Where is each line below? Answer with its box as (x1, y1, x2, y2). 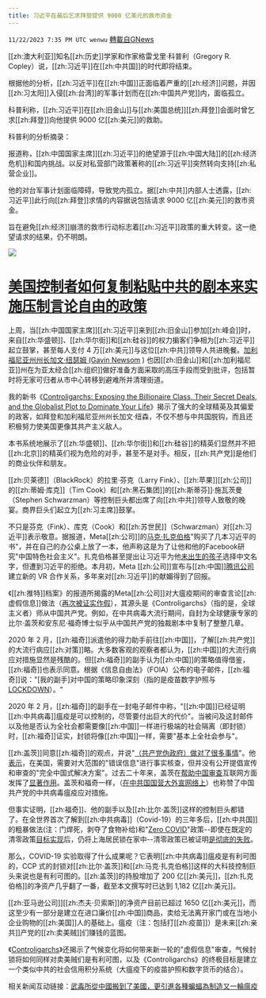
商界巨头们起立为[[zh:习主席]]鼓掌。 (21, 505, 140, 514)
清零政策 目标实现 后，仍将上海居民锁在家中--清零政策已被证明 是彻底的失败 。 (8, 834, 257, 844)
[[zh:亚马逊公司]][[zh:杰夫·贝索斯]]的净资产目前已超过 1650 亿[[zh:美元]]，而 (8, 898, 256, 907)
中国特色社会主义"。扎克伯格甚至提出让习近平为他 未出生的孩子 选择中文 (18, 551, 251, 561)
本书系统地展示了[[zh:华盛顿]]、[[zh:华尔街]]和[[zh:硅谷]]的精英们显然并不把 (8, 438, 256, 448)
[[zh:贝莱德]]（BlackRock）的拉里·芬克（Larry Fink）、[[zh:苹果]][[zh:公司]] (8, 475, 252, 484)
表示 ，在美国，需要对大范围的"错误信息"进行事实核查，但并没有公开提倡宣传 (8, 757, 258, 767)
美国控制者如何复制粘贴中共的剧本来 (8, 277, 245, 295)
